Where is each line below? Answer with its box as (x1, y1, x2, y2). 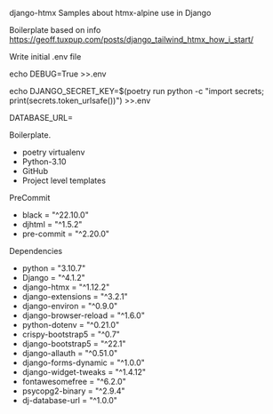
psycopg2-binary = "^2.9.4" (21, 386, 125, 396)
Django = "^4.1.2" (21, 273, 86, 283)
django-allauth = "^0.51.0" (21, 348, 118, 358)
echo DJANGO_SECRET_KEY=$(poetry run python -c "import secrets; (9, 86, 265, 96)
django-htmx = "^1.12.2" (21, 282, 110, 292)
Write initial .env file (9, 52, 82, 61)
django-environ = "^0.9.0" (21, 301, 118, 311)
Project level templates (21, 175, 107, 186)
